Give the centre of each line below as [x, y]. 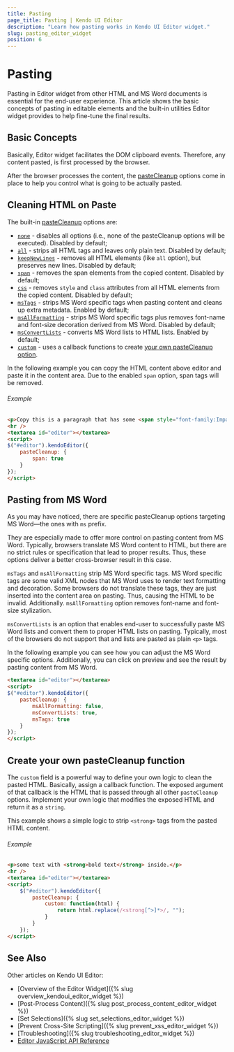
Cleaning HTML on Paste [62, 205]
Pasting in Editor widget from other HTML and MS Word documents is [107, 94]
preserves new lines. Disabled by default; [77, 265]
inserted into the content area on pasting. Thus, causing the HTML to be [111, 596]
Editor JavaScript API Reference [63, 1040]
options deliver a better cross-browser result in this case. [89, 560]
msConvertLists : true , [65, 713]
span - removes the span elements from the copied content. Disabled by [120, 273]
